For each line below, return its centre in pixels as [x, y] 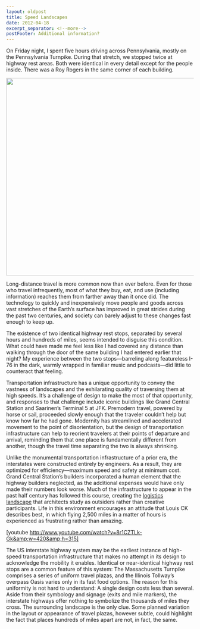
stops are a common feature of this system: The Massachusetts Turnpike [96, 569]
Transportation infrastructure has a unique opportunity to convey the [90, 383]
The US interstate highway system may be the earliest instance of [87, 550]
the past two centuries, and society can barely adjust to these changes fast [99, 315]
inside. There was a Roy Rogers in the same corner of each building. [90, 70]
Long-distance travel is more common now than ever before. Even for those [99, 284]
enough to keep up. [30, 322]
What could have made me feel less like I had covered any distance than [95, 346]
